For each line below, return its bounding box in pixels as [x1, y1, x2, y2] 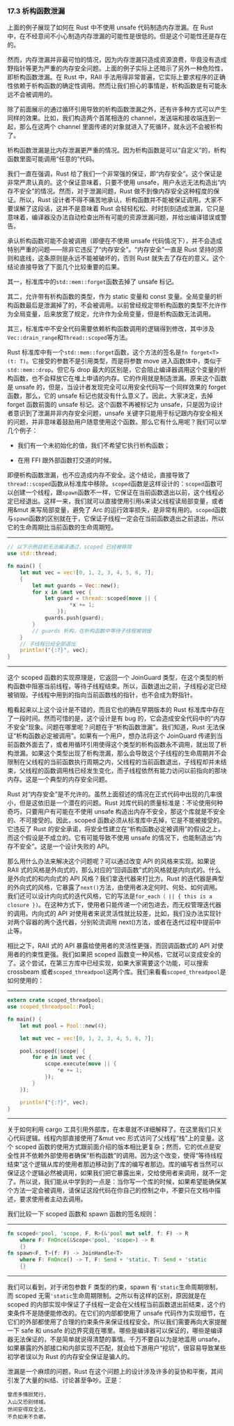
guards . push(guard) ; [44, 614, 104, 621]
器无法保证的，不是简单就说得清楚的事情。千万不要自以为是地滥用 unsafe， [7, 1335, 224, 1343]
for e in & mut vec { [32, 1054, 92, 1061]
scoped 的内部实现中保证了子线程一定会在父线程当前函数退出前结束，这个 [7, 1300, 220, 1308]
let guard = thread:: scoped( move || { [44, 595, 157, 602]
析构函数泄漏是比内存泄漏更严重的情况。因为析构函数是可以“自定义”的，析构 [7, 146, 226, 155]
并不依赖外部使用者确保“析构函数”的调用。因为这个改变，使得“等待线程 [19, 1152, 223, 1160]
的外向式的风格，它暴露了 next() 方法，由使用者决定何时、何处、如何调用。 [7, 883, 221, 892]
